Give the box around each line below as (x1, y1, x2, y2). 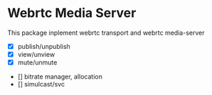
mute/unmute (17, 58, 58, 67)
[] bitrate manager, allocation (17, 72, 103, 81)
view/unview (17, 50, 55, 58)
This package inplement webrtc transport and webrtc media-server (7, 28, 205, 37)
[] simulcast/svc (17, 80, 65, 89)
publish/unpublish (17, 42, 71, 50)
